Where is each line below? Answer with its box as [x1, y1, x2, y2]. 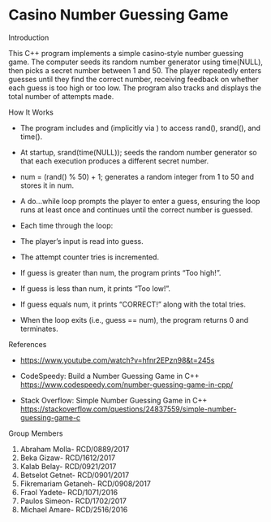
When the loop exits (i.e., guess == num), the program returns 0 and [19, 315, 249, 324]
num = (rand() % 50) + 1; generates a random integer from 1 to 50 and [19, 172, 254, 181]
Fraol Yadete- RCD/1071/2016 [19, 487, 118, 497]
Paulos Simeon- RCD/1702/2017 [19, 496, 127, 506]
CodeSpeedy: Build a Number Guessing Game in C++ [19, 371, 200, 381]
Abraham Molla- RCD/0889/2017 [19, 444, 130, 454]
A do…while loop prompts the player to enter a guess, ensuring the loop [19, 196, 260, 206]
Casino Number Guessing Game [8, 6, 229, 24]
